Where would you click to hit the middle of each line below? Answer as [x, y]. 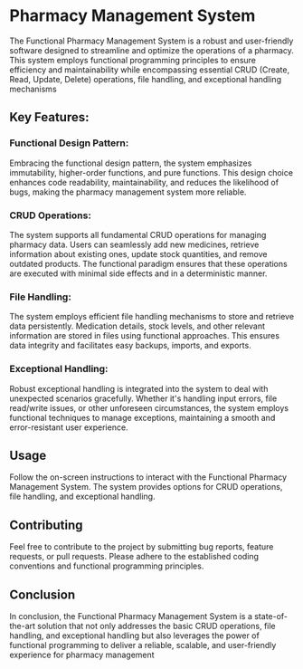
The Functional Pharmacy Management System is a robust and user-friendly [151, 41]
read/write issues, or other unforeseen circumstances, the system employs [149, 407]
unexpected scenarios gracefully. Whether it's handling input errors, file [143, 398]
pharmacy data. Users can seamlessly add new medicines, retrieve [134, 244]
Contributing [46, 525]
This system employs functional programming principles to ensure [133, 60]
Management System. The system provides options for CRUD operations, [146, 487]
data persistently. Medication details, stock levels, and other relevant [137, 326]
